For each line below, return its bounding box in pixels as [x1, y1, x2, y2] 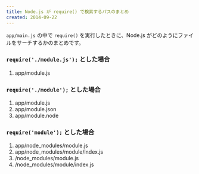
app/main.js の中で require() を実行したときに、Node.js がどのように [6, 31, 179, 39]
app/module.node [14, 112, 59, 120]
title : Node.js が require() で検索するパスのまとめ [6, 8, 129, 15]
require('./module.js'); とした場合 [6, 55, 110, 63]
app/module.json [14, 106, 57, 113]
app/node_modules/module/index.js [14, 148, 104, 155]
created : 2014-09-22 [6, 14, 58, 20]
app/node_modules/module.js [14, 142, 88, 149]
